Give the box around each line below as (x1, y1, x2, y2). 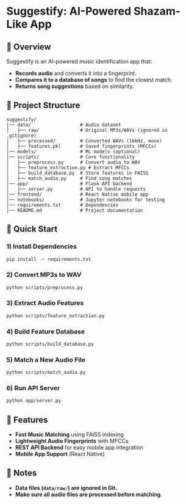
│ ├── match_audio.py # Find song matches (6, 175, 132, 181)
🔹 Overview (6, 42, 51, 52)
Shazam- (133, 4, 181, 18)
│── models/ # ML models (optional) (6, 148, 140, 155)
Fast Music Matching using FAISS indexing (15, 431, 124, 438)
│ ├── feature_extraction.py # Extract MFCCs (6, 164, 130, 170)
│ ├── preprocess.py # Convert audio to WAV (6, 159, 140, 166)
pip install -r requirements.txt (6, 256, 91, 262)
